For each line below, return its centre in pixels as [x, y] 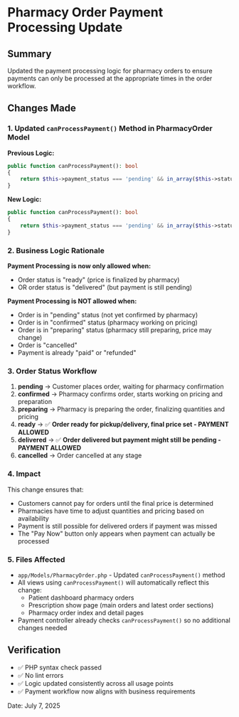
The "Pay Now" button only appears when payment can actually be [116, 533]
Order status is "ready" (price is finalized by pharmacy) [99, 280]
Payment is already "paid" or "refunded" [77, 352]
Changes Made [42, 108]
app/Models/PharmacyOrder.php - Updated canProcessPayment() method [121, 575]
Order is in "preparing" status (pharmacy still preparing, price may [115, 330]
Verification [34, 650]
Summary [30, 54]
